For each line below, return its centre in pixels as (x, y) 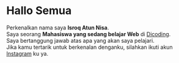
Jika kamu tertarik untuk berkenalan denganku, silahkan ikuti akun (89, 47)
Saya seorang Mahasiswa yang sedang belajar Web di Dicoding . (89, 34)
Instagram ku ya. (27, 53)
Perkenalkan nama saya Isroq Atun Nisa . (58, 28)
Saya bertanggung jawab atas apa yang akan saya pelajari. (80, 40)
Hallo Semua (39, 11)
